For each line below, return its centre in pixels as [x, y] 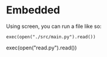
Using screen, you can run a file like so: [54, 26]
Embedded [33, 10]
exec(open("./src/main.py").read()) [51, 37]
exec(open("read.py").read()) [42, 48]
